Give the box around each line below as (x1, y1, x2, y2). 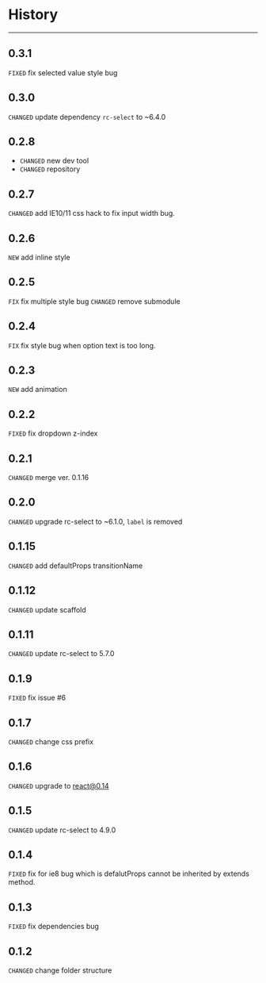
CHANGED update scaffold (8, 605, 87, 614)
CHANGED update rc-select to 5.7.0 (8, 649, 115, 659)
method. (8, 877, 36, 887)
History (8, 6, 59, 24)
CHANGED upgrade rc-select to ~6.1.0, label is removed (8, 516, 183, 526)
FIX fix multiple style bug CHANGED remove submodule (8, 296, 180, 306)
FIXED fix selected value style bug (8, 67, 118, 77)
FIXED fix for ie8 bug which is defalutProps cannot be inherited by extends (8, 869, 249, 878)
